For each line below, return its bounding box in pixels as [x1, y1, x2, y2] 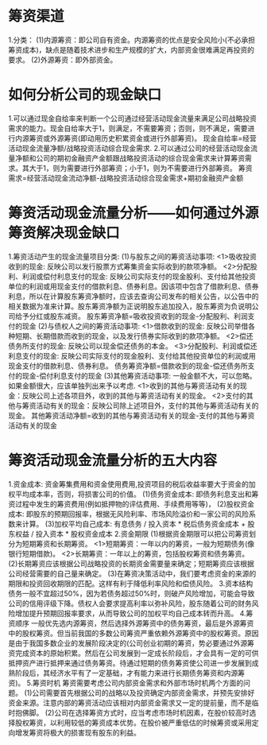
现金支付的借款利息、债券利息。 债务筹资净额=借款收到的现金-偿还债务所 [8, 361, 248, 371]
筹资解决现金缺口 [8, 224, 121, 243]
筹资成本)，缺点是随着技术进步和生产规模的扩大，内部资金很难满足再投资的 [8, 45, 255, 54]
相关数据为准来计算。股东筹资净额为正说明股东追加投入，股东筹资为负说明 [8, 301, 252, 311]
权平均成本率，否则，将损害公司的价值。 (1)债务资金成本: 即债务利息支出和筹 [8, 489, 259, 499]
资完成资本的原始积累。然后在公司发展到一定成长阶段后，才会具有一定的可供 [8, 648, 259, 658]
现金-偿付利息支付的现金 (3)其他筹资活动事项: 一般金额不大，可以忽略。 [21, 371, 257, 380]
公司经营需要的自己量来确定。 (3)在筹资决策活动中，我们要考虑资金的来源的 [8, 568, 257, 578]
